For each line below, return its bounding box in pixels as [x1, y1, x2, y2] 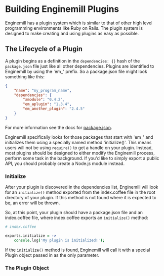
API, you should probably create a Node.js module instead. [5, 160, 125, 166]
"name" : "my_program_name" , [14, 88, 72, 93]
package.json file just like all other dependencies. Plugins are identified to [5, 63, 155, 69]
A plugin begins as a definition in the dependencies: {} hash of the [5, 58, 140, 64]
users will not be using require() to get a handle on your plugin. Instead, [5, 145, 153, 151]
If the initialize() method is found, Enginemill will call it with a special [5, 247, 150, 253]
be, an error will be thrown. [5, 200, 60, 206]
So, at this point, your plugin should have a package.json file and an [5, 210, 143, 216]
